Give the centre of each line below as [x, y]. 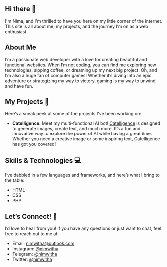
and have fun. [19, 86]
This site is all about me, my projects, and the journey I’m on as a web [77, 26]
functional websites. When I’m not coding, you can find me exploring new [81, 65]
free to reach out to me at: [32, 234]
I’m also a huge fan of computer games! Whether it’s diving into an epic [78, 75]
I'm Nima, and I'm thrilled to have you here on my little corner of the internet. [83, 21]
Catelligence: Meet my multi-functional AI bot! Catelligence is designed [86, 123]
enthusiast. [17, 32]
